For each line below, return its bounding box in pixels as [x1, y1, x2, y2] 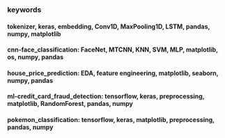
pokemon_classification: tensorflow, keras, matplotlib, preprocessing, [7, 115, 215, 123]
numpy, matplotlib [7, 29, 61, 38]
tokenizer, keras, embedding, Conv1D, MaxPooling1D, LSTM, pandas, [7, 22, 210, 31]
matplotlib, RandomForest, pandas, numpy [7, 100, 134, 108]
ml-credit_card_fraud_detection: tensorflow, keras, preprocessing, [7, 92, 205, 100]
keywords [7, 5, 42, 15]
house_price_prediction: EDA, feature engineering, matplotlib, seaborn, [7, 68, 219, 77]
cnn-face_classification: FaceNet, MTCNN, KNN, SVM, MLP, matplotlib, [7, 45, 218, 54]
